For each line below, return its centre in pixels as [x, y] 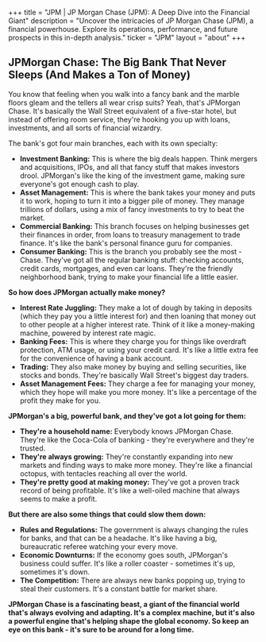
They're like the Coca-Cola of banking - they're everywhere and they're [137, 439]
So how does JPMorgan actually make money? [87, 292]
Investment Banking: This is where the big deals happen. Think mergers [139, 158]
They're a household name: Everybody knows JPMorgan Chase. [127, 431]
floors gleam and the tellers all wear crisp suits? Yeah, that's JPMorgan [124, 102]
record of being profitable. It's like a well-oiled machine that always [130, 490]
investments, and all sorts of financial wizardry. [85, 128]
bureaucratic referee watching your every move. [99, 546]
